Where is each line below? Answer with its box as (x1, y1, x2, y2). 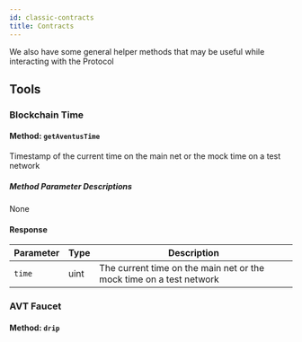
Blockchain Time (9, 109, 84, 121)
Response (9, 224, 48, 234)
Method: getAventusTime (9, 131, 101, 142)
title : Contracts (9, 22, 75, 31)
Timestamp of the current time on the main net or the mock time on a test (9, 151, 281, 162)
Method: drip (9, 322, 60, 333)
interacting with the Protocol (9, 56, 114, 66)
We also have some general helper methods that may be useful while (9, 46, 265, 57)
